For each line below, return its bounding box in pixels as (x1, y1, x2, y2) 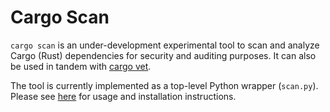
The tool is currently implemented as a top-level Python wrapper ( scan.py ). (10, 79, 319, 91)
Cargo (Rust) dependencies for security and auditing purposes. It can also (10, 49, 317, 61)
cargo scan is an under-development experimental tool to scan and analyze (10, 39, 320, 51)
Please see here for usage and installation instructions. (10, 90, 237, 102)
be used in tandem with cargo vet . (10, 60, 152, 72)
